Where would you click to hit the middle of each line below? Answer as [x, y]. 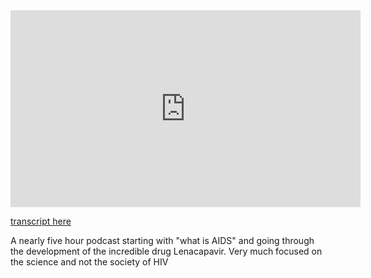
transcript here [41, 221]
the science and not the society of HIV [89, 262]
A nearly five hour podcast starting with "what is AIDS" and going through [162, 240]
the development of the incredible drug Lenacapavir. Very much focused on [166, 251]
